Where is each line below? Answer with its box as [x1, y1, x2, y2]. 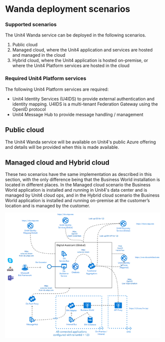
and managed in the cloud [12, 52, 66, 58]
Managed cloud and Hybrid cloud [5, 158, 110, 167]
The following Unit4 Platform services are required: [5, 86, 109, 92]
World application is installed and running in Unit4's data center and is [5, 187, 148, 193]
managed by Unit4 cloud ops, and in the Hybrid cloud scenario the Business [5, 192, 160, 198]
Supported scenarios [5, 21, 57, 28]
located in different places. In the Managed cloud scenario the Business [5, 182, 151, 188]
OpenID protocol [12, 106, 46, 112]
